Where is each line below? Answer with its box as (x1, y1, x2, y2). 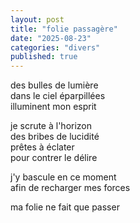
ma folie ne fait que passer (10, 201, 120, 213)
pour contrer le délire (10, 152, 98, 164)
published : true (10, 52, 78, 62)
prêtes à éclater (10, 141, 75, 153)
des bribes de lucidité (10, 131, 100, 143)
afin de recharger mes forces (10, 182, 131, 194)
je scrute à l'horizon (10, 120, 93, 132)
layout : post (10, 14, 65, 25)
